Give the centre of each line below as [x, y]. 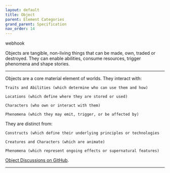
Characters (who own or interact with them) [53, 106]
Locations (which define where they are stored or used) [67, 97]
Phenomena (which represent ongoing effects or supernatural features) [82, 151]
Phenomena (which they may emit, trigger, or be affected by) [72, 115]
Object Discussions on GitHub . [37, 160]
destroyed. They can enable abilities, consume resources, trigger [73, 58]
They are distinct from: [29, 124]
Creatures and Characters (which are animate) [55, 142]
